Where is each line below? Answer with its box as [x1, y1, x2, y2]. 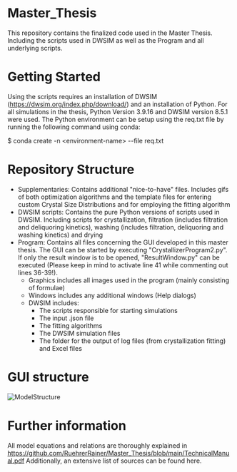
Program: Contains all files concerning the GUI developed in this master [17, 237, 228, 247]
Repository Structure [7, 162, 135, 178]
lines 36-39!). [17, 268, 59, 277]
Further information [7, 417, 126, 433]
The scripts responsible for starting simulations [39, 306, 178, 314]
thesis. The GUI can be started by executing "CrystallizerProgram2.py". [17, 245, 228, 254]
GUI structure [7, 369, 89, 385]
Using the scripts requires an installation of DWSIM [7, 92, 158, 101]
